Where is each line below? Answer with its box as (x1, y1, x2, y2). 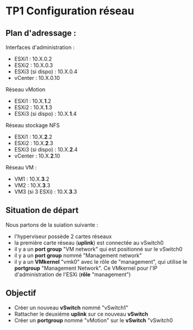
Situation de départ (5, 205, 79, 215)
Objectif (5, 288, 36, 298)
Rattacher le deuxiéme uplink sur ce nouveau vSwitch (14, 310, 148, 317)
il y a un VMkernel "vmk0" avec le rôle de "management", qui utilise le (14, 258, 188, 265)
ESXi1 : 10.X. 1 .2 (14, 97, 52, 104)
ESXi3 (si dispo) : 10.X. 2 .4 (14, 146, 78, 153)
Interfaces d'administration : (5, 44, 75, 51)
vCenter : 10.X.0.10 (14, 75, 60, 81)
